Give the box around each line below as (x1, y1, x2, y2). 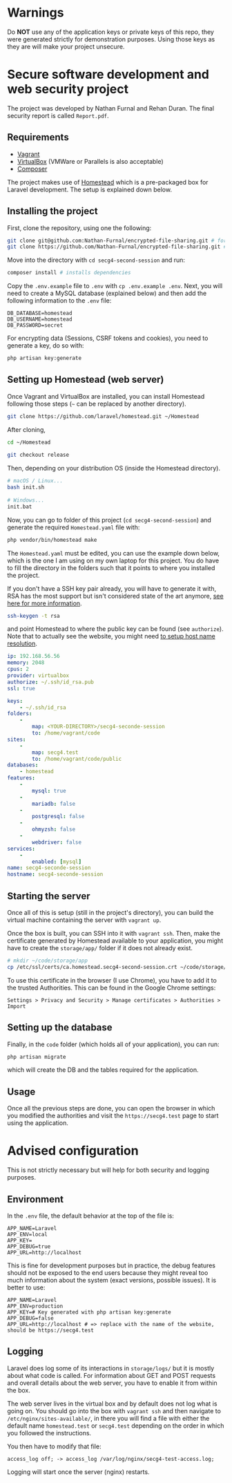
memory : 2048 (7, 659, 45, 666)
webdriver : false (32, 838, 81, 846)
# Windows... (7, 496, 45, 504)
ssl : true (7, 685, 36, 692)
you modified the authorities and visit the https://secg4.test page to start (7, 1111, 219, 1120)
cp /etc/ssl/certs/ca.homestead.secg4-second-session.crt (7, 963, 177, 970)
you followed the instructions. (7, 1428, 92, 1437)
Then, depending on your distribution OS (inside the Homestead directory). (7, 464, 221, 473)
